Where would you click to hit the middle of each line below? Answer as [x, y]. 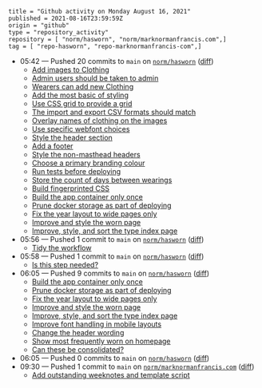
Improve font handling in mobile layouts [97, 324]
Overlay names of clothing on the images [99, 121]
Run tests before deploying [76, 171]
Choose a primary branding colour [88, 163]
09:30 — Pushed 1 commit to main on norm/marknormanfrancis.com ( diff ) [137, 366]
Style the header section [72, 137]
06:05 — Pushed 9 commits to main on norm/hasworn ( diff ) [115, 273]
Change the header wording [78, 333]
